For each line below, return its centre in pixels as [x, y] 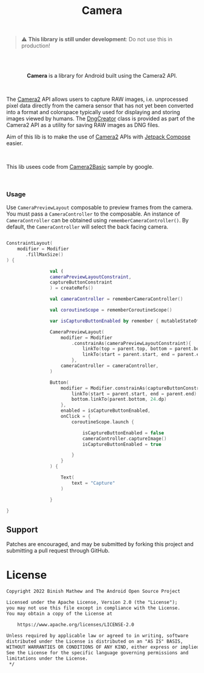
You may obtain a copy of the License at [59, 613]
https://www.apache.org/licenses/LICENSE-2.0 [76, 624]
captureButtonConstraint [81, 282]
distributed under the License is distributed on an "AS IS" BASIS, [95, 641]
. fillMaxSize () [44, 255]
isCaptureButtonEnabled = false [123, 433]
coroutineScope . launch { [103, 422]
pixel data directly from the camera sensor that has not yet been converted [100, 105]
